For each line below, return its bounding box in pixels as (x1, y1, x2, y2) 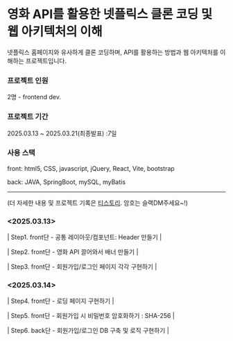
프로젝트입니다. (25, 56, 67, 65)
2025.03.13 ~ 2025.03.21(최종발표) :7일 (7, 129, 117, 138)
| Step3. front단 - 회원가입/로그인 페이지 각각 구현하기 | (7, 263, 157, 271)
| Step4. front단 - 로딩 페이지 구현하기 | (7, 297, 114, 306)
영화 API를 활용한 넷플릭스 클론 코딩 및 (7, 6, 213, 22)
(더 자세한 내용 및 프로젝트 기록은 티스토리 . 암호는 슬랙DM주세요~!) (7, 199, 189, 207)
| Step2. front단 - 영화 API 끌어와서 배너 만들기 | (7, 248, 139, 256)
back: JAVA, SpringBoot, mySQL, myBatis (7, 178, 126, 186)
